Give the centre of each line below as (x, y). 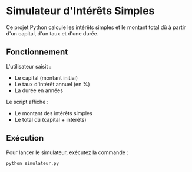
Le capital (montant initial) (46, 77)
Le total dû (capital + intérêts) (50, 119)
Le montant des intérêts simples (53, 113)
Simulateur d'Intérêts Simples (80, 11)
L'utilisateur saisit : (29, 66)
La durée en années (39, 90)
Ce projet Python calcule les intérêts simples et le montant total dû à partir (96, 27)
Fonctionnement (37, 52)
